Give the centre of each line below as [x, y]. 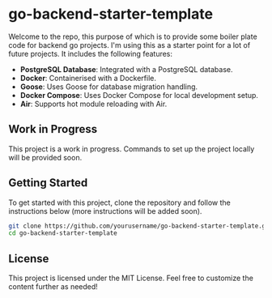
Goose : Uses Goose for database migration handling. [109, 87]
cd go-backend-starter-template [63, 233]
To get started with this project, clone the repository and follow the [119, 202]
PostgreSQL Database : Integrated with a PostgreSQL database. [126, 69]
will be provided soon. [45, 157]
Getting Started [48, 183]
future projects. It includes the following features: [90, 53]
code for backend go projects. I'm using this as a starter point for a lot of [130, 45]
